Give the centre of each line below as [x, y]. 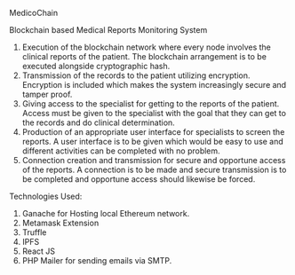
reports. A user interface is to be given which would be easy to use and [153, 141]
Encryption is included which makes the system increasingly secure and [154, 85]
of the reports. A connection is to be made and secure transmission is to [154, 169]
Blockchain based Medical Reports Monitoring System [108, 30]
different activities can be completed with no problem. [121, 151]
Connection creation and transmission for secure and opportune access [154, 160]
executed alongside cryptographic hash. [96, 66]
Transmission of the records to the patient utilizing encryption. [136, 75]
